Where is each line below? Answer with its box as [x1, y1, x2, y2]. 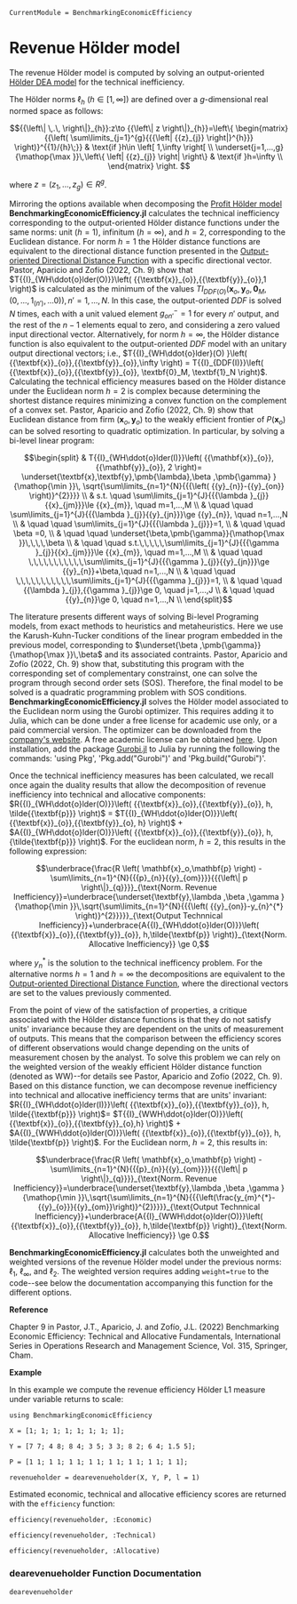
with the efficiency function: [9, 1498, 115, 1509]
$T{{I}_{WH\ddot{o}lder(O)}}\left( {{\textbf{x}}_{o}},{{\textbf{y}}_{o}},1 [9, 274, 267, 285]
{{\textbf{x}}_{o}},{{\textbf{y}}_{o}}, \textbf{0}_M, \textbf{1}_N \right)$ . [9, 367, 268, 378]
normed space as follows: [9, 105, 104, 116]
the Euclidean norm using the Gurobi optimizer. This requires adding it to [9, 706, 275, 717]
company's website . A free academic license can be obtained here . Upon [9, 734, 277, 745]
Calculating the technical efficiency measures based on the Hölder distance [9, 376, 286, 387]
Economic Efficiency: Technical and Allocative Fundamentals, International [9, 1331, 281, 1342]
